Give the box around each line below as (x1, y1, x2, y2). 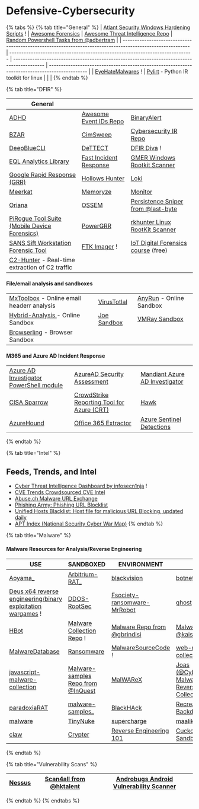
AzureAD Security (73, 370, 124, 378)
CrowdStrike (73, 391, 109, 399)
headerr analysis (9, 301, 56, 310)
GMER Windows (130, 153, 176, 161)
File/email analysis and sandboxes (6, 280, 93, 287)
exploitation (9, 602, 42, 610)
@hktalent (50, 782, 80, 791)
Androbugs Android (115, 775, 174, 783)
